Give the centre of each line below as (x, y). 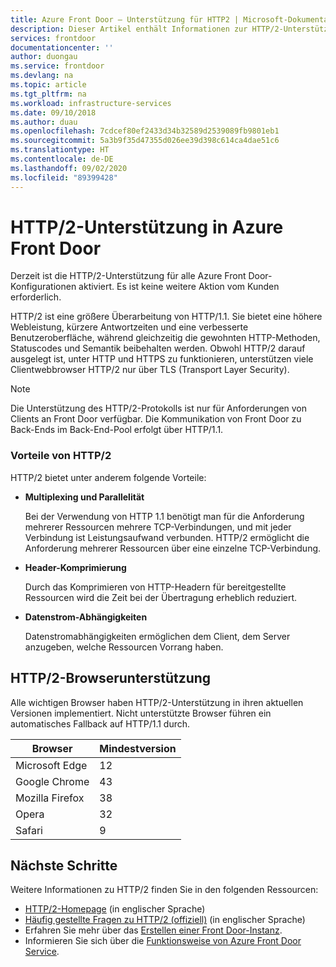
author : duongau (44, 57)
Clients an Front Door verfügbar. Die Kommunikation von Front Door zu (156, 419)
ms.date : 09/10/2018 (53, 112)
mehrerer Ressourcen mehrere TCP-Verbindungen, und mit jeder (158, 527)
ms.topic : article (48, 85)
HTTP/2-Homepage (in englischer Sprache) (115, 909)
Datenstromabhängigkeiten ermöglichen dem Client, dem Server (157, 636)
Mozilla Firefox (50, 798)
